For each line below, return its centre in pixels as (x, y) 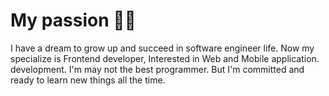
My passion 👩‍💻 (73, 20)
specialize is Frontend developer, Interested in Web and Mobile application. (165, 58)
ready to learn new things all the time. (88, 80)
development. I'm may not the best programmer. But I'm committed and (157, 69)
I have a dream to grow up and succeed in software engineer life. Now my (162, 48)
